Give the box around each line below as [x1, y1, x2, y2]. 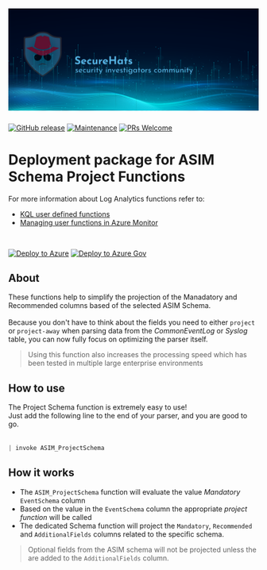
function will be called [19, 512, 92, 522]
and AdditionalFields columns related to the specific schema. [19, 529, 225, 539]
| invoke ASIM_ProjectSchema [8, 445, 105, 453]
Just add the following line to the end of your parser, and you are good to [8, 411, 248, 421]
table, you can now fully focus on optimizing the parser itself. [8, 334, 208, 345]
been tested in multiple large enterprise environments [27, 358, 203, 368]
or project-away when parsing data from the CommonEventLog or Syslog [8, 326, 248, 336]
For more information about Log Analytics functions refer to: [8, 194, 205, 203]
